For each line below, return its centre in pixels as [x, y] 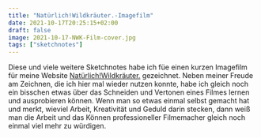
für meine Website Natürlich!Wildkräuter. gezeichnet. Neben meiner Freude [131, 76]
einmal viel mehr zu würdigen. [57, 126]
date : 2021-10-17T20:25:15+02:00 [63, 23]
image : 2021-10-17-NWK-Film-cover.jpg [72, 37]
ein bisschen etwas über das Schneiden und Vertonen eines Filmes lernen [129, 92]
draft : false [30, 30]
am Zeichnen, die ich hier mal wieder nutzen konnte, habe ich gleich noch [129, 84]
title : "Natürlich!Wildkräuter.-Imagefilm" [81, 15]
